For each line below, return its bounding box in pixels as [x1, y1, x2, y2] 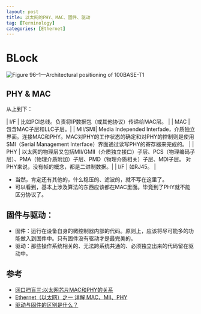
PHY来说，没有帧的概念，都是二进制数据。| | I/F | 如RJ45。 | [6, 163, 156, 170]
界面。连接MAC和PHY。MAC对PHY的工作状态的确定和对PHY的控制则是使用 [6, 133, 194, 140]
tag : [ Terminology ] [6, 20, 55, 26]
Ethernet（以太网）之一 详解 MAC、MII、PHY [14, 294, 128, 301]
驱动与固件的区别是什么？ [14, 301, 79, 308]
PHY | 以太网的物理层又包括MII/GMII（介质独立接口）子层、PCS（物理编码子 [6, 148, 196, 155]
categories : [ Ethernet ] [6, 25, 66, 32]
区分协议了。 [14, 191, 47, 198]
